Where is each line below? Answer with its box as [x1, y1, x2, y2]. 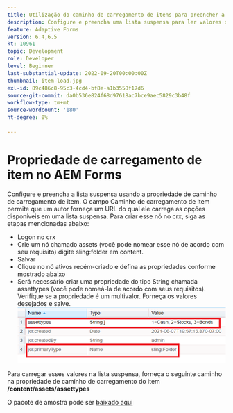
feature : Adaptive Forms [7, 26, 79, 33]
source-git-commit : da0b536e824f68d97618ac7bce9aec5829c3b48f [7, 92, 191, 99]
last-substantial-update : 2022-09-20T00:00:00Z [7, 70, 148, 76]
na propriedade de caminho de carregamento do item [7, 377, 161, 385]
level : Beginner [7, 63, 54, 70]
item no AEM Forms [7, 167, 122, 182]
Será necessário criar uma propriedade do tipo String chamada [17, 277, 198, 285]
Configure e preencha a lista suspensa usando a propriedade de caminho [7, 190, 217, 198]
